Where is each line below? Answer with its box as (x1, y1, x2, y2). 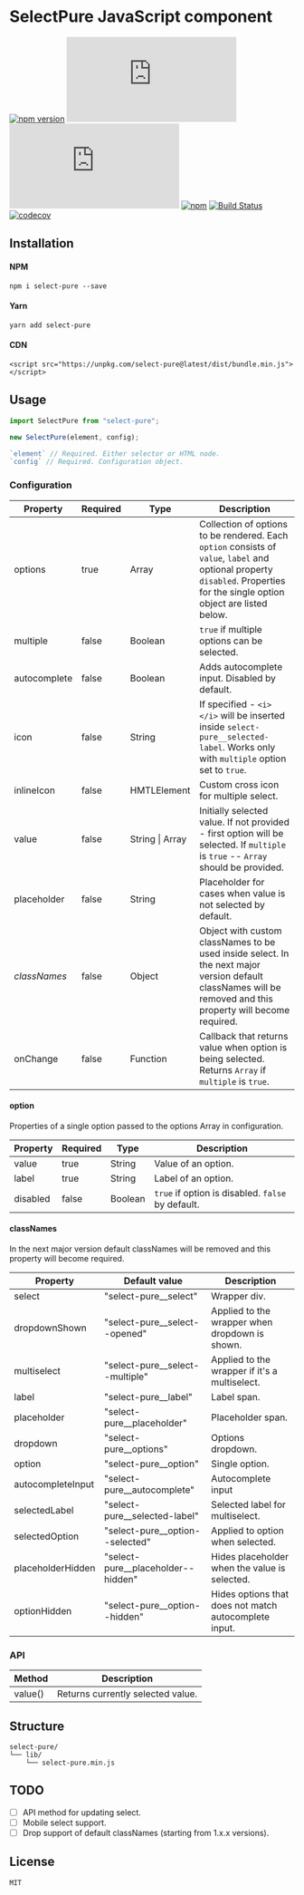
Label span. (211, 1390, 261, 1403)
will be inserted (220, 709, 285, 721)
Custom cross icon (198, 778, 280, 790)
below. (198, 608, 228, 621)
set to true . (198, 763, 247, 776)
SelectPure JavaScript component (9, 6, 273, 27)
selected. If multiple (198, 838, 287, 851)
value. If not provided (198, 816, 290, 828)
